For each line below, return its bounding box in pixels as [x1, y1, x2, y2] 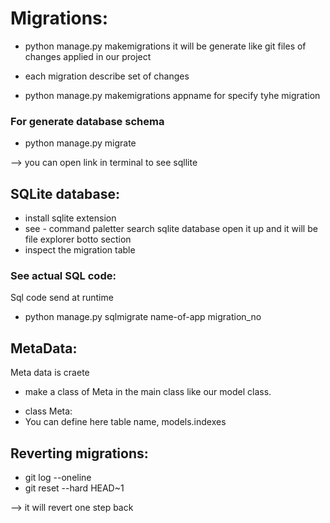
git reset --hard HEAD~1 [24, 482, 125, 494]
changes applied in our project [24, 50, 152, 62]
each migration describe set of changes [24, 70, 190, 82]
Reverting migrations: [10, 445, 149, 462]
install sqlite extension [24, 212, 117, 224]
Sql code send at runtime [10, 292, 114, 304]
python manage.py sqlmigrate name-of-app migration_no [24, 311, 262, 323]
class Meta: [24, 405, 73, 417]
